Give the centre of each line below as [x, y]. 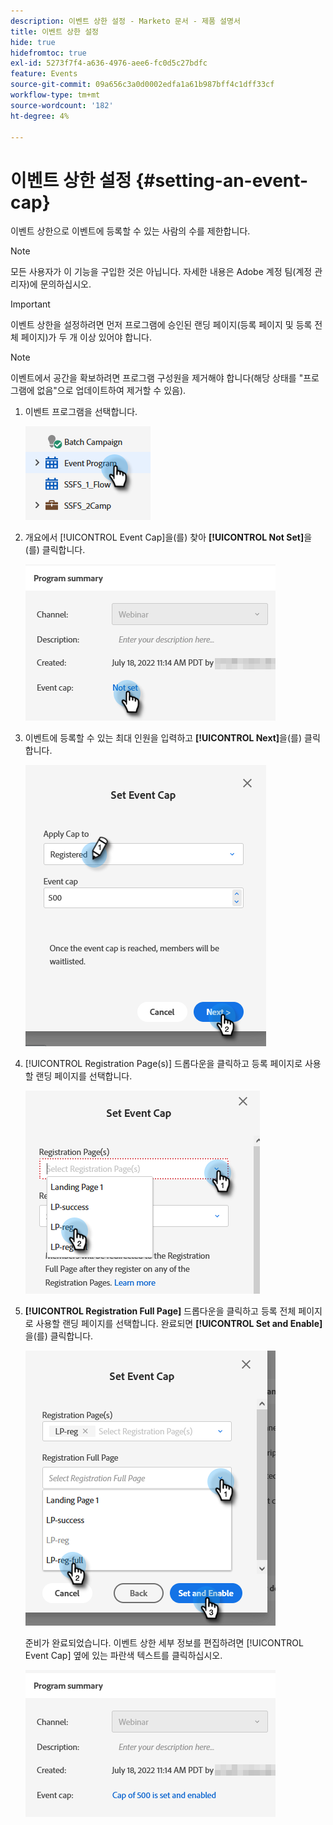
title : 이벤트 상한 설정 [55, 31]
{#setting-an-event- [222, 180]
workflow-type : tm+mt [55, 95]
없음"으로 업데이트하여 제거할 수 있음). [111, 391]
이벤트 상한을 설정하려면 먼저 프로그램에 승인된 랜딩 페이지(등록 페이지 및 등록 [161, 325]
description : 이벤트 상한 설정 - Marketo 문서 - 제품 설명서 [125, 21]
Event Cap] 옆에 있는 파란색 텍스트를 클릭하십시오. [123, 1656]
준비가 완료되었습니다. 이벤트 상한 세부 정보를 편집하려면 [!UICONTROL [164, 1643]
